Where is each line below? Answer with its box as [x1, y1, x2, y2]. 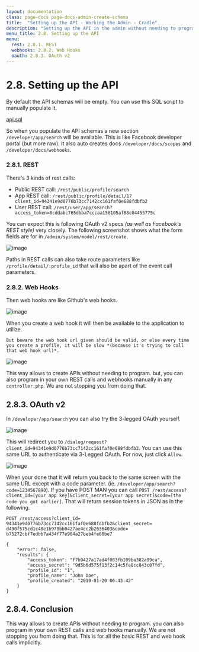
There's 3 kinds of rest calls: [6, 174, 76, 181]
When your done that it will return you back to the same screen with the [6, 474, 181, 481]
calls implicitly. [6, 638, 42, 646]
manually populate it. [6, 104, 57, 111]
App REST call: [14, 192, 52, 199]
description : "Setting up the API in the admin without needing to [6, 25, 176, 31]
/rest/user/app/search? [54, 204, 113, 210]
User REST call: [14, 203, 53, 210]
